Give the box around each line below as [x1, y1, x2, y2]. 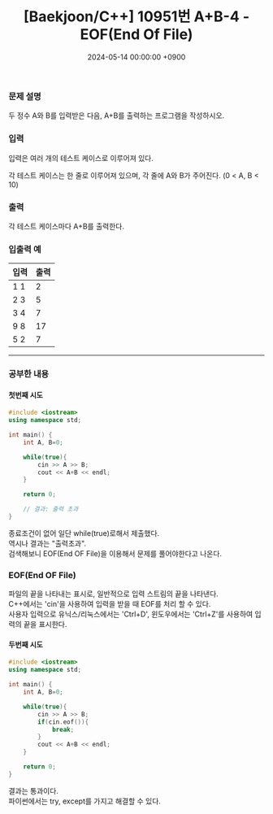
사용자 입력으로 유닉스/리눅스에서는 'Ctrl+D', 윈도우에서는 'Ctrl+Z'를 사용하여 [8, 609, 253, 619]
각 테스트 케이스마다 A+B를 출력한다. [8, 221, 124, 231]
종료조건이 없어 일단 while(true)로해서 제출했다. [8, 528, 160, 538]
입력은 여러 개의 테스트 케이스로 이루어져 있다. [8, 153, 154, 163]
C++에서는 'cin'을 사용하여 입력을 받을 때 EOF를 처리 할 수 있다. [8, 599, 211, 609]
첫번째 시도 [8, 390, 43, 399]
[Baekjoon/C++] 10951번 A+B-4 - [23, 7, 250, 26]
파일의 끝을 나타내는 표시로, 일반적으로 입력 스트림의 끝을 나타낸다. [8, 589, 219, 599]
